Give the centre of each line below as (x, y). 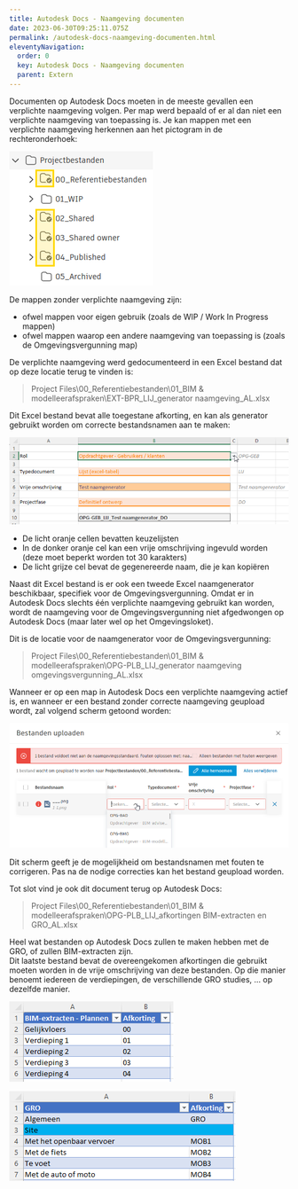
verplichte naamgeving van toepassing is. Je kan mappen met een (130, 120)
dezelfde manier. (40, 989)
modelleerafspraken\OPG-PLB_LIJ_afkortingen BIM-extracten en (149, 915)
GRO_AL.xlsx (54, 924)
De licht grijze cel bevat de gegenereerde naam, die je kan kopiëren (145, 567)
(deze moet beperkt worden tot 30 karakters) (105, 558)
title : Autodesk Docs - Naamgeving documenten (97, 19)
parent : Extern (45, 75)
